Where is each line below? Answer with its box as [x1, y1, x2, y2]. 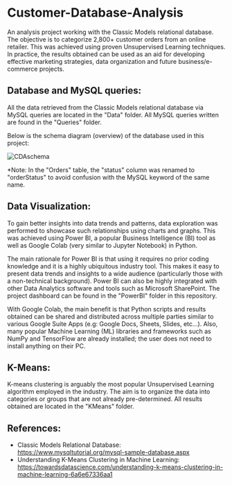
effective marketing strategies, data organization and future [7, 57, 177, 65]
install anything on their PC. [7, 341, 86, 350]
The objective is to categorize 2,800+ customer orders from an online [7, 35, 206, 43]
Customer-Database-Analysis [7, 5, 184, 21]
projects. [39, 65, 64, 73]
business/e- [178, 57, 213, 65]
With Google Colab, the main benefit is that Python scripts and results [7, 305, 206, 313]
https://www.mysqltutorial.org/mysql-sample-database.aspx [17, 448, 190, 457]
